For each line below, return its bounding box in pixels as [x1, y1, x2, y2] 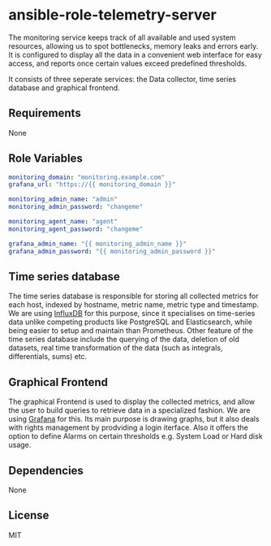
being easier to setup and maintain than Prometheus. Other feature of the [8, 326, 254, 336]
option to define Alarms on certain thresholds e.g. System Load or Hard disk [8, 431, 263, 441]
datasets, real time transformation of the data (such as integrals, [8, 343, 223, 353]
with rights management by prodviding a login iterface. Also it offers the [8, 422, 249, 432]
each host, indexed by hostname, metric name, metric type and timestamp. [8, 300, 260, 310]
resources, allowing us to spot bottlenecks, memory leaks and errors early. [8, 41, 259, 50]
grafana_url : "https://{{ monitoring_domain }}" [8, 180, 176, 188]
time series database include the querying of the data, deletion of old [8, 335, 239, 344]
